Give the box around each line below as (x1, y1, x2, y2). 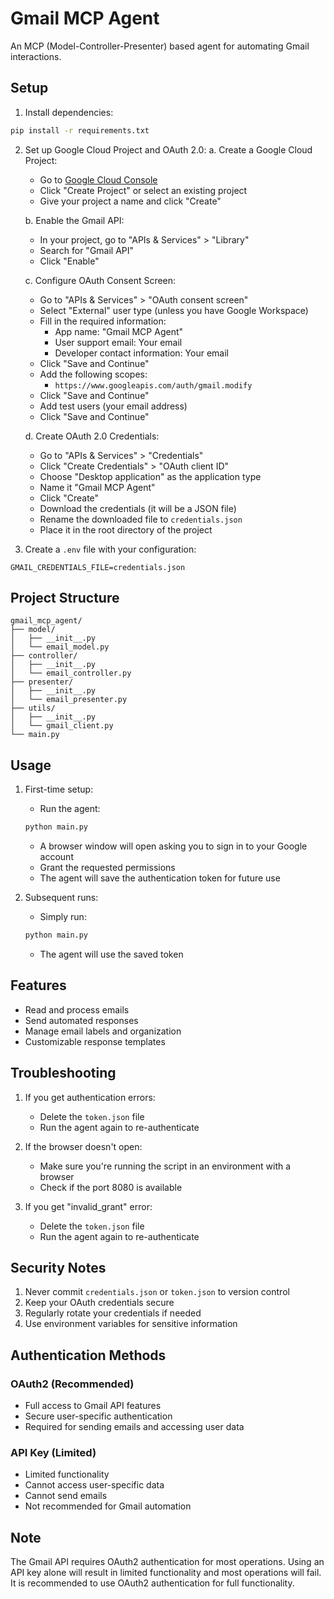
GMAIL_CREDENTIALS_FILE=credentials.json (10, 562, 186, 572)
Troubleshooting (10, 1065, 117, 1082)
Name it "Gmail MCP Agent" (39, 481, 156, 493)
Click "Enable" (39, 255, 100, 267)
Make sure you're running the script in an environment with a (39, 1160, 292, 1172)
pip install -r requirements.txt (10, 125, 150, 136)
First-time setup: (24, 783, 94, 796)
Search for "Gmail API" (39, 244, 135, 256)
